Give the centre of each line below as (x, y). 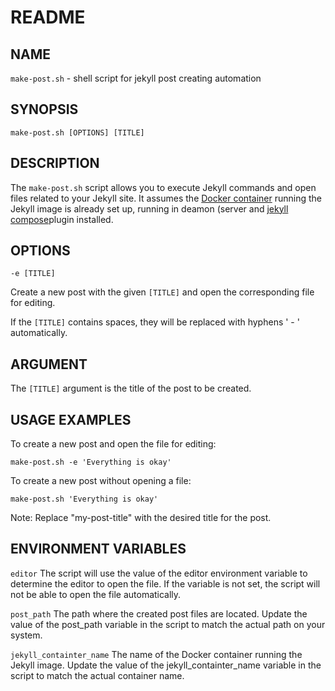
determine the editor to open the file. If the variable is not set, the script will (165, 583)
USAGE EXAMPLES (71, 419)
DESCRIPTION (55, 163)
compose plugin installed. (62, 219)
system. (26, 635)
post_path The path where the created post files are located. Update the (159, 613)
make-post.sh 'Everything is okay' (84, 499)
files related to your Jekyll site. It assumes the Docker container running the (166, 198)
